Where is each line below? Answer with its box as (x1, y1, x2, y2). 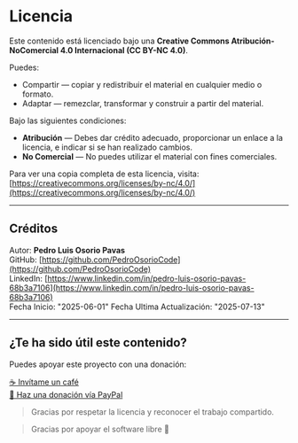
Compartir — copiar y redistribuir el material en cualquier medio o (21, 79, 263, 89)
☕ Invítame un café (9, 377, 80, 387)
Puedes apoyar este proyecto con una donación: (9, 359, 187, 369)
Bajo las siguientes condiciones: (9, 115, 127, 126)
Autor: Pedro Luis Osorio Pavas (9, 245, 126, 255)
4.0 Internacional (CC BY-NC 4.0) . (59, 44, 188, 55)
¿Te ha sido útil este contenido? (9, 335, 188, 351)
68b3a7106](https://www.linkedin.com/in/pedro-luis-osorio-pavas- (9, 282, 255, 293)
